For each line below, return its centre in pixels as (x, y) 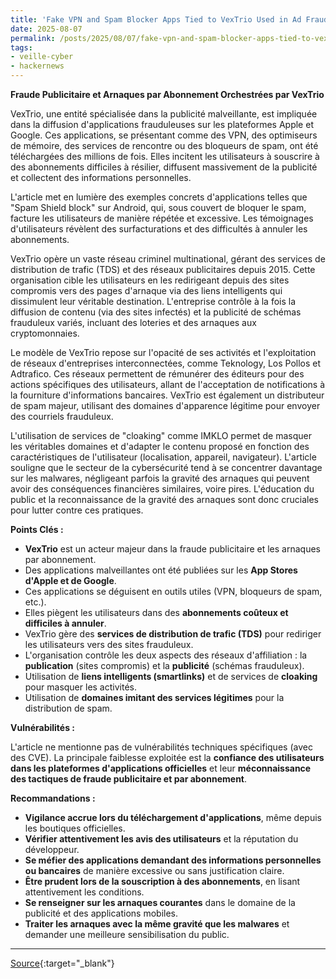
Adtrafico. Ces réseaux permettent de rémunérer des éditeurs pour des (157, 374)
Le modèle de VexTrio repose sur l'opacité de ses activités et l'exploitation (163, 352)
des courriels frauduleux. (62, 416)
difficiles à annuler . (65, 623)
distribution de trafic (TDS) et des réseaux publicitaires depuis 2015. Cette (163, 269)
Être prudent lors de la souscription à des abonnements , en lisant (162, 881)
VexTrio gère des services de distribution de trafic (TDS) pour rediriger (173, 634)
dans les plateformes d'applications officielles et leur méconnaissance (161, 768)
